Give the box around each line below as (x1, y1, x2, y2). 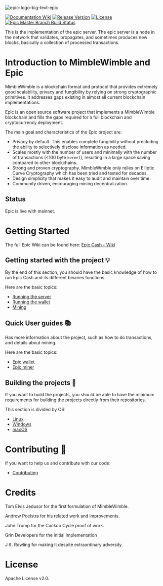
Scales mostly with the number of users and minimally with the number (12, 149, 157, 155)
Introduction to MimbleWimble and (5, 57, 151, 68)
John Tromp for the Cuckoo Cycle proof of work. (5, 523, 105, 528)
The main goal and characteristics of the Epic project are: (5, 129, 122, 135)
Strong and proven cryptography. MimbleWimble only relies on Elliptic (12, 165, 155, 170)
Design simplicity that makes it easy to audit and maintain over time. (12, 175, 151, 181)
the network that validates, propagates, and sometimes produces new (5, 35, 148, 40)
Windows (12, 421, 32, 427)
